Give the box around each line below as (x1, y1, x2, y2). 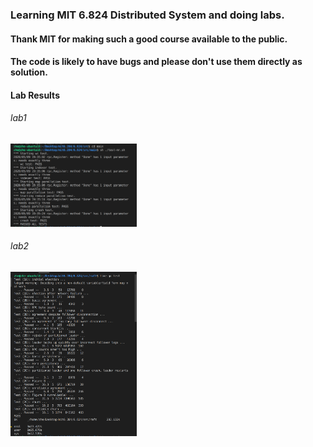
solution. (10, 66, 48, 78)
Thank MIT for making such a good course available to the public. (10, 33, 288, 45)
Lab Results (10, 89, 60, 101)
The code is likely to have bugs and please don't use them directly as (10, 56, 303, 68)
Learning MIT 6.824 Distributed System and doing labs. (10, 8, 285, 22)
